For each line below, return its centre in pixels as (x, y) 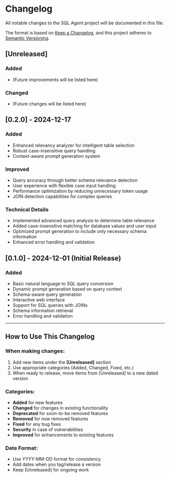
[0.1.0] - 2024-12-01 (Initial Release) (63, 258)
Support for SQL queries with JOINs (50, 305)
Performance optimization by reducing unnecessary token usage (80, 191)
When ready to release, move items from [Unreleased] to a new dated (85, 373)
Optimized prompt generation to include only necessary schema (79, 231)
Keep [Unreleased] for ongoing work (51, 470)
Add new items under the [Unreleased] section (62, 362)
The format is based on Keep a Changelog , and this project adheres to (78, 32)
